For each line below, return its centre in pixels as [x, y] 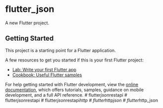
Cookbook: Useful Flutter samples [47, 75]
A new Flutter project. [27, 23]
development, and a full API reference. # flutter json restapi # [66, 95]
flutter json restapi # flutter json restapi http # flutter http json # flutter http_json [82, 100]
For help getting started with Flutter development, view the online [72, 84]
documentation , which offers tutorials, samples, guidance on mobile [74, 90]
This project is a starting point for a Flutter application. [60, 50]
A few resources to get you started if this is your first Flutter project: [74, 60]
